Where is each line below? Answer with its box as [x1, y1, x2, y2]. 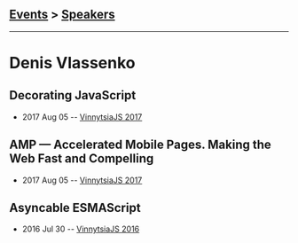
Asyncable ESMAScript [9, 200, 141, 216]
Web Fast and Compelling [9, 151, 154, 167]
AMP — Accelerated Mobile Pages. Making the [9, 137, 272, 153]
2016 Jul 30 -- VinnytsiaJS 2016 [21, 223, 140, 234]
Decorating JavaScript [9, 88, 137, 103]
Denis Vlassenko [9, 53, 136, 73]
